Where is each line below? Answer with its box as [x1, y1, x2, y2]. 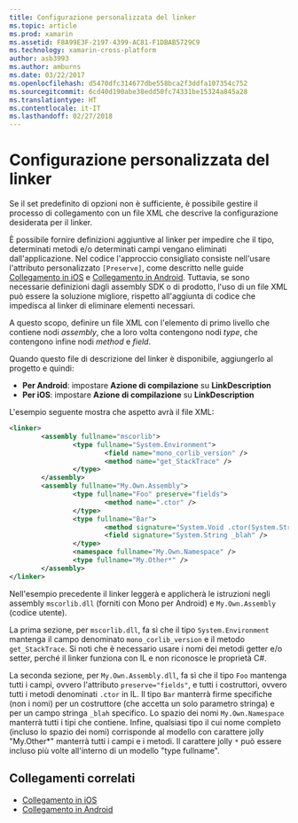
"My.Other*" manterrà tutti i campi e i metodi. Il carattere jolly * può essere [9, 735, 282, 746]
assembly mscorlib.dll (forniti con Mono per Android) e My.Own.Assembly [9, 598, 277, 608]
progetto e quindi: [9, 363, 74, 373]
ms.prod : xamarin [9, 29, 74, 38]
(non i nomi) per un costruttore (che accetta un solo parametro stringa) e [9, 698, 275, 709]
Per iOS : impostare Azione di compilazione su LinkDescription [21, 389, 255, 400]
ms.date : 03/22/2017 [9, 71, 86, 80]
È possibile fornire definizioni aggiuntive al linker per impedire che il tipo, [9, 234, 275, 245]
